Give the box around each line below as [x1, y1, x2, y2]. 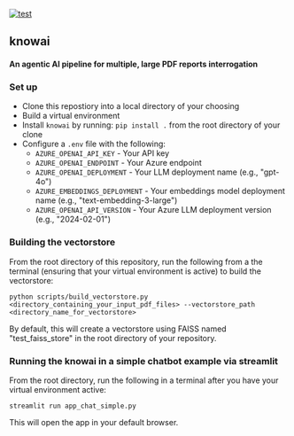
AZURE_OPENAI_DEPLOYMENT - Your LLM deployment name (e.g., [35, 167, 259, 177]
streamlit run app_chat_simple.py [9, 401, 137, 410]
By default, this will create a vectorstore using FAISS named [9, 323, 228, 334]
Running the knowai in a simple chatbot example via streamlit [9, 354, 279, 367]
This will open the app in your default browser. [9, 417, 179, 427]
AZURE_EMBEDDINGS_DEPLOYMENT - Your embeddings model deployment [35, 186, 286, 197]
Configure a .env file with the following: [21, 138, 166, 150]
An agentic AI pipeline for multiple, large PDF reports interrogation [9, 58, 259, 69]
